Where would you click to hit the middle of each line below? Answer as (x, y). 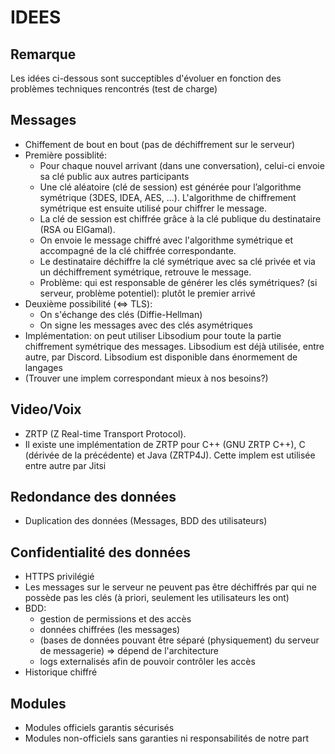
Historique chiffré (61, 672)
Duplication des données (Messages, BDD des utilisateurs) (146, 521)
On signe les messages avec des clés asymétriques (146, 325)
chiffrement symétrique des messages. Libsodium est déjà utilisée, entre (174, 346)
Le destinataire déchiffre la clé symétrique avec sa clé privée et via (177, 261)
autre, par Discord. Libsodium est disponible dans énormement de (161, 357)
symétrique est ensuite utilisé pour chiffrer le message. (153, 208)
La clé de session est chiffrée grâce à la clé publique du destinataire (180, 218)
